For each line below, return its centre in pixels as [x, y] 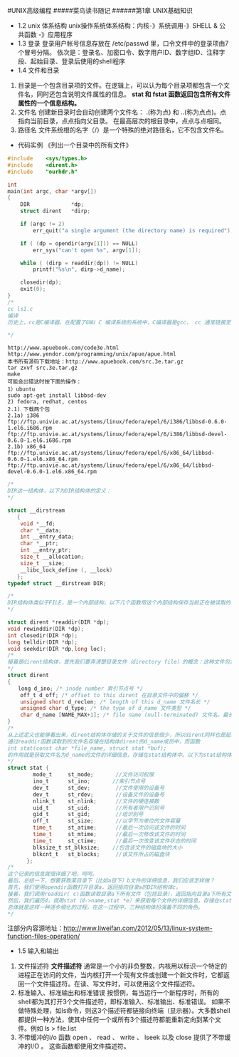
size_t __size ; [43, 563]
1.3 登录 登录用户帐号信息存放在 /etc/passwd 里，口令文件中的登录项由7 [123, 43]
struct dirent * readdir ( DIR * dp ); [59, 622]
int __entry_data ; [47, 537]
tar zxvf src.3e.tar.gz [43, 368]
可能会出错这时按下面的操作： [44, 382]
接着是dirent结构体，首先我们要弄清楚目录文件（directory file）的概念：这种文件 [116, 662]
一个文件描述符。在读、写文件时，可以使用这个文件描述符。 [111, 984]
